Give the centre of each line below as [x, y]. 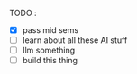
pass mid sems [50, 30]
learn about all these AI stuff [75, 40]
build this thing [50, 61]
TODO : [23, 13]
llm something [49, 50]
